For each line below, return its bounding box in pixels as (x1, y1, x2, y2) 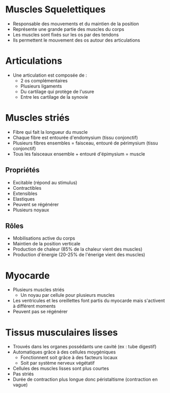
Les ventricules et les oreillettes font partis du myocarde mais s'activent (12, 297, 165, 304)
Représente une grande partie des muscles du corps (12, 26, 124, 32)
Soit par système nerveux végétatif (20, 360, 95, 366)
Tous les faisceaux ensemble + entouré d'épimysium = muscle (12, 151, 145, 157)
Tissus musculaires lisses (5, 327, 118, 338)
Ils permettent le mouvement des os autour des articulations (12, 37, 140, 43)
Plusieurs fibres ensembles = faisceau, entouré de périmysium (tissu (12, 140, 158, 146)
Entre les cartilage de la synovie (20, 94, 88, 100)
